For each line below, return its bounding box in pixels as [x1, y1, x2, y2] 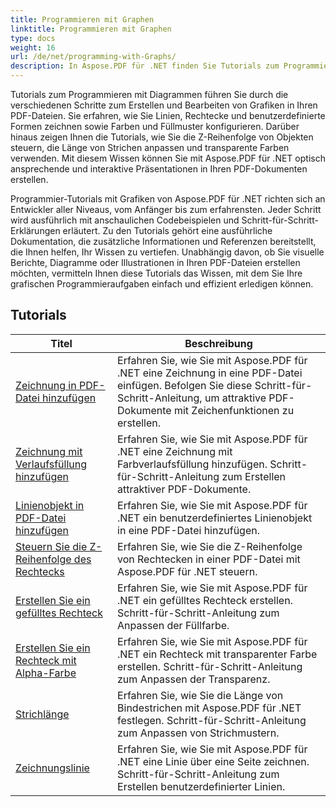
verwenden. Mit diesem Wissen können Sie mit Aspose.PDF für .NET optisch [10, 152, 326, 164]
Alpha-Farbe [15, 666, 77, 680]
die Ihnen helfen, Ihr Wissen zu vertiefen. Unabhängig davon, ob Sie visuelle [10, 246, 325, 258]
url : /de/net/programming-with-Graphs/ [10, 52, 177, 62]
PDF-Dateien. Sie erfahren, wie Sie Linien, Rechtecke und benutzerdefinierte [10, 110, 326, 121]
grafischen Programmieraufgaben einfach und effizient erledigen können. [10, 278, 314, 290]
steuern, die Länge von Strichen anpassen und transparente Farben [10, 142, 290, 153]
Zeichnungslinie [15, 761, 90, 775]
